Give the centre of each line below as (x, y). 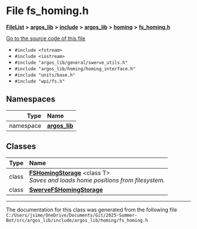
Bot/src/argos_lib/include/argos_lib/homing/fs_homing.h (77, 220)
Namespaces (31, 99)
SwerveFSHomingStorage (66, 190)
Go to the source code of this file (46, 38)
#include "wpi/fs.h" (40, 81)
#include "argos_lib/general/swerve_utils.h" (71, 63)
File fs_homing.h (47, 11)
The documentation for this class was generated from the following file (92, 210)
